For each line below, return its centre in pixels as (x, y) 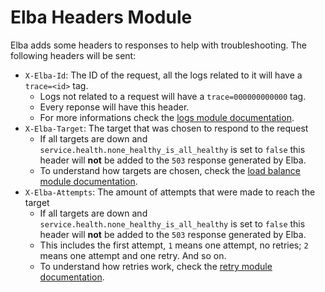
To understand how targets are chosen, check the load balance (170, 170)
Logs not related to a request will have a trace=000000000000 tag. (173, 96)
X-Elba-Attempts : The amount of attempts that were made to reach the (170, 192)
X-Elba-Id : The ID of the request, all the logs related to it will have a (163, 75)
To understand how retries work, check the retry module (156, 266)
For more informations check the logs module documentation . (167, 117)
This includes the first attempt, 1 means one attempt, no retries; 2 (174, 245)
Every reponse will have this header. (114, 107)
